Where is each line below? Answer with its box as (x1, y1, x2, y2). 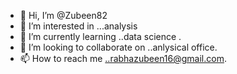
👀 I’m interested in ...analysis (19, 20, 138, 32)
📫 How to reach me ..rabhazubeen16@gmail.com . (19, 53, 227, 64)
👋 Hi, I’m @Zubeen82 (19, 10, 108, 21)
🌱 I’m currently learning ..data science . (19, 31, 182, 42)
